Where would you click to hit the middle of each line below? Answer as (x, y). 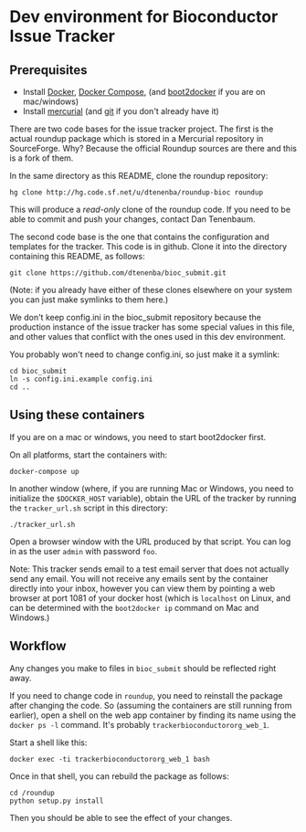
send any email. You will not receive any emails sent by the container (139, 578)
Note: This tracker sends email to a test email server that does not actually (149, 569)
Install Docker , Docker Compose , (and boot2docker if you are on (144, 92)
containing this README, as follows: (77, 256)
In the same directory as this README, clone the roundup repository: (139, 176)
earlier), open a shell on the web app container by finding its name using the (153, 715)
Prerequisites (48, 70)
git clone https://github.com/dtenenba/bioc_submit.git (118, 273)
